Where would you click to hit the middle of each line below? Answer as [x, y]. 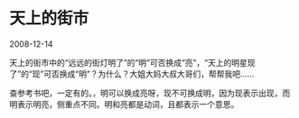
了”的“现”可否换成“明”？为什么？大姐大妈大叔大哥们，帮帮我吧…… [132, 74]
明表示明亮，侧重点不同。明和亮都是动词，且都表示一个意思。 [124, 104]
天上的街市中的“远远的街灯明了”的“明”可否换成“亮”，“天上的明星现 [132, 62]
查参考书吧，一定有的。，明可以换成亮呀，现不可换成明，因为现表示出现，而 [150, 93]
